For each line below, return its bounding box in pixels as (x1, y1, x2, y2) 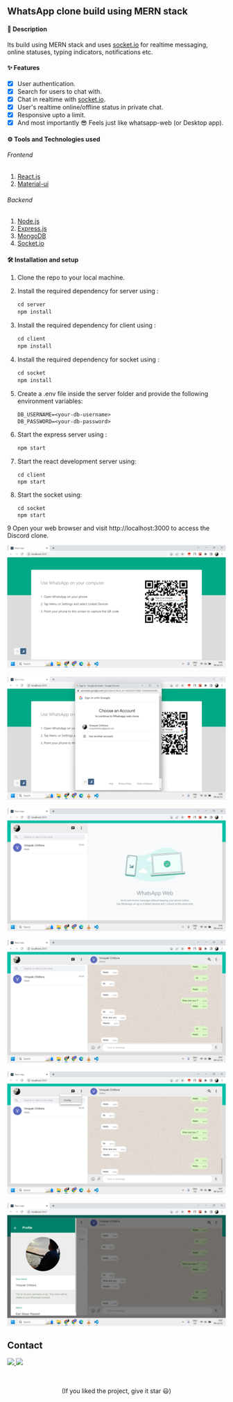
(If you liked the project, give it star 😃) (61, 1387, 172, 1395)
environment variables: (17, 397, 83, 405)
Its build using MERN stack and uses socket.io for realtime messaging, (7, 40, 208, 49)
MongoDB (17, 232, 46, 240)
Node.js (17, 217, 40, 225)
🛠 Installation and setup (7, 255, 78, 264)
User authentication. (17, 79, 76, 87)
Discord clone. (7, 531, 49, 540)
